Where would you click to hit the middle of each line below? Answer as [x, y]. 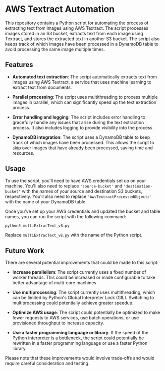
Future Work [25, 251]
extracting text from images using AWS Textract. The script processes [77, 28]
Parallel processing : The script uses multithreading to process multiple [85, 97]
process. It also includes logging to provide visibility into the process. [83, 127]
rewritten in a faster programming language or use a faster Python [80, 343]
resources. [23, 153]
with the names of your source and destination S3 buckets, [82, 191]
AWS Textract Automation [60, 9]
